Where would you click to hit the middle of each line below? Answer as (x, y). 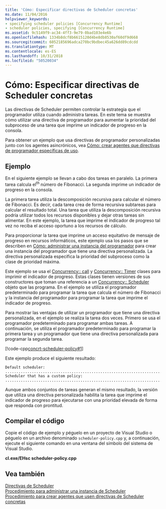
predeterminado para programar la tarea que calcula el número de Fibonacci (83, 292)
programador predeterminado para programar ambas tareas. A (69, 323)
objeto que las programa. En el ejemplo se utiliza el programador (71, 287)
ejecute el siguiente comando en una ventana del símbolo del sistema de (79, 443)
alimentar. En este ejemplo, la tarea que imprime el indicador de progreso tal (83, 220)
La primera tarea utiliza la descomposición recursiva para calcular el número (83, 199)
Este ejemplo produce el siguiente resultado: (51, 358)
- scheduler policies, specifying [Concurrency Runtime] (65, 28)
